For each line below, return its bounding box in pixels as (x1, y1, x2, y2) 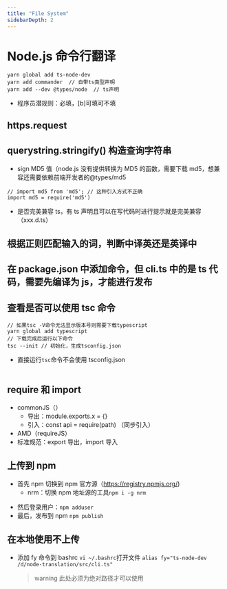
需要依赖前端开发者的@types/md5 (29, 173, 127, 181)
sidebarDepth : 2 (7, 17, 54, 23)
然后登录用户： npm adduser (17, 503, 94, 511)
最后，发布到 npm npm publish (17, 511, 104, 519)
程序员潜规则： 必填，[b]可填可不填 (17, 99, 116, 108)
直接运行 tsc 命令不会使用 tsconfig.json (17, 356, 126, 364)
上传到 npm (7, 460, 56, 472)
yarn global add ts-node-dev (7, 72, 91, 79)
